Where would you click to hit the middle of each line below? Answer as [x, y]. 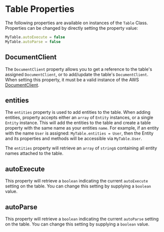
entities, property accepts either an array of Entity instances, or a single [79, 118]
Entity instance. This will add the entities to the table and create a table [78, 123]
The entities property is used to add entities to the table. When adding [78, 112]
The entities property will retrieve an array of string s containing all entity [81, 148]
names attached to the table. [34, 153]
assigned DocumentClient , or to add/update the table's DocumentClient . [77, 74]
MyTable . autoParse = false [33, 42]
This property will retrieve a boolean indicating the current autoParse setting [82, 219]
